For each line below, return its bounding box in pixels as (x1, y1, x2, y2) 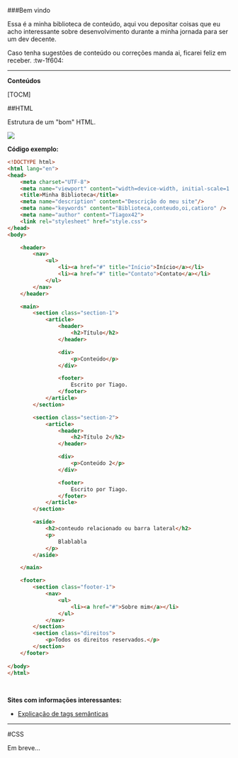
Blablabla (57, 538, 87, 545)
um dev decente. (7, 35, 57, 43)
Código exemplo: (7, 145, 59, 153)
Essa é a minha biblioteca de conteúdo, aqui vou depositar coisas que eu (7, 20, 221, 28)
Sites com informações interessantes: (7, 696, 122, 705)
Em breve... (7, 744, 40, 752)
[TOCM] (7, 90, 31, 99)
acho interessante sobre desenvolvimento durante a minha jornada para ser (7, 28, 229, 35)
